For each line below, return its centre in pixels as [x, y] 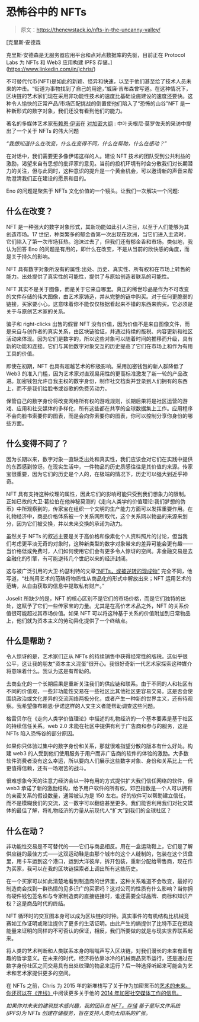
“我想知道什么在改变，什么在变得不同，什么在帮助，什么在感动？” [86, 143]
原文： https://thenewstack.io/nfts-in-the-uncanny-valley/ [91, 30]
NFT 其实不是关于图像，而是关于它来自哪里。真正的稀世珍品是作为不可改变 [98, 289]
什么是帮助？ [30, 641]
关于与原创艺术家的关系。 [37, 311]
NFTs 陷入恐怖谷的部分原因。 [42, 733]
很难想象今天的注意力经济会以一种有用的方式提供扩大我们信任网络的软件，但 [99, 781]
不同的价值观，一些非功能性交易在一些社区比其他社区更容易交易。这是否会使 [99, 691]
